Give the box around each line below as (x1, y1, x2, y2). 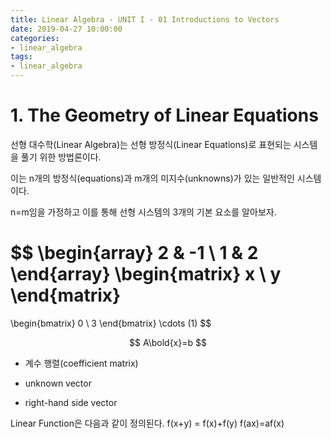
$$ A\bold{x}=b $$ (129, 336, 207, 348)
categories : (10, 33, 60, 43)
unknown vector (24, 377, 92, 389)
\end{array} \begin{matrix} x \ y (10, 263, 282, 286)
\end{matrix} (10, 284, 122, 307)
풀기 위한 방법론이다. (20, 151, 102, 163)
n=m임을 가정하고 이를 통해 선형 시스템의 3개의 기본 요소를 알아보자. (10, 206, 277, 218)
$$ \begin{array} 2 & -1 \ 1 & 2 (10, 242, 259, 265)
